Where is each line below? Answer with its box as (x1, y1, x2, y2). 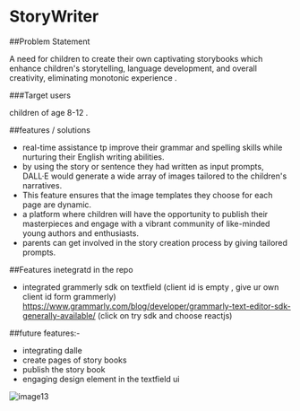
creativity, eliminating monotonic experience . (9, 72, 177, 83)
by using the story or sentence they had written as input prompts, (21, 161, 264, 171)
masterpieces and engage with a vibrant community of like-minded (21, 218, 270, 229)
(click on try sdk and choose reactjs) (97, 310, 233, 320)
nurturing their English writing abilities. (21, 151, 165, 162)
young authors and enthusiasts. (21, 227, 139, 239)
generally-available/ (21, 310, 96, 320)
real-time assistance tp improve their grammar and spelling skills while (21, 142, 283, 153)
